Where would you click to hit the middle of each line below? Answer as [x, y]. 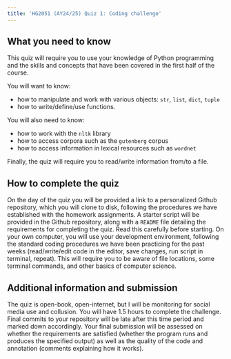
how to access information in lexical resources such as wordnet [107, 148]
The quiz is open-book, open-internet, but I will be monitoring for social [109, 304]
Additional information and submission [92, 288]
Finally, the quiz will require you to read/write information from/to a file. [108, 162]
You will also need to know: [46, 120]
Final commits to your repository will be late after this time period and [106, 319]
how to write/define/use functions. [66, 107]
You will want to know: [39, 86]
